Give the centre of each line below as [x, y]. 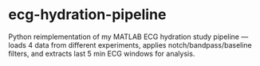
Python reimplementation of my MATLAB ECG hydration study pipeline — [128, 37]
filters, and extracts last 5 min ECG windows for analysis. [102, 53]
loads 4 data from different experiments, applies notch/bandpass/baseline [130, 45]
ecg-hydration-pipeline [87, 15]
